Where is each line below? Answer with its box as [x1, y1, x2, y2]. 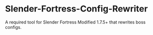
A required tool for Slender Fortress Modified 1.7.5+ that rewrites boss [5, 19, 146, 25]
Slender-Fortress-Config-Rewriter [5, 3, 148, 14]
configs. [5, 24, 22, 30]
